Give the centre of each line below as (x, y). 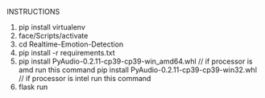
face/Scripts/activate (53, 36)
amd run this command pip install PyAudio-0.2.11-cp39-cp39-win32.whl (138, 70)
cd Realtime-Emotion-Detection (71, 44)
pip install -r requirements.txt (66, 53)
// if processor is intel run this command (85, 78)
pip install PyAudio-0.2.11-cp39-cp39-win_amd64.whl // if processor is (135, 61)
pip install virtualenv (52, 27)
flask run (33, 87)
